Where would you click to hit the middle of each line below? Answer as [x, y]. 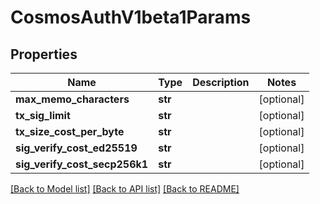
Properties [44, 54]
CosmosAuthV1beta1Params [131, 17]
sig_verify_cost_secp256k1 [82, 164]
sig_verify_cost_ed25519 [76, 148]
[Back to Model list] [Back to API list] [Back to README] [125, 189]
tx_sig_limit [43, 115]
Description [221, 82]
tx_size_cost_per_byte [70, 131]
